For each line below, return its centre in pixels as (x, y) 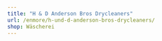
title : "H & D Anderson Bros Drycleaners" (70, 14)
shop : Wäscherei (31, 26)
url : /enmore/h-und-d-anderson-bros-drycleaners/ (81, 20)
